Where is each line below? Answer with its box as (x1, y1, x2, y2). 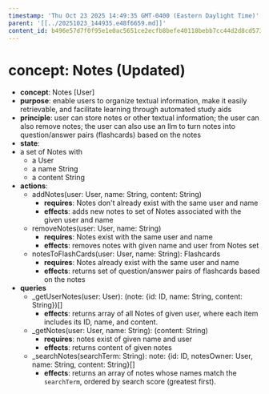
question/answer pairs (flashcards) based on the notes (19, 130, 202, 140)
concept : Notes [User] (19, 87, 95, 97)
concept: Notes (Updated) (8, 61, 186, 79)
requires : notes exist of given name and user (43, 334, 193, 344)
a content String (31, 173, 86, 183)
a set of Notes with (19, 147, 82, 157)
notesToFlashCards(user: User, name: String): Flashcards (31, 249, 221, 259)
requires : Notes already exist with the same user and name (43, 258, 239, 267)
